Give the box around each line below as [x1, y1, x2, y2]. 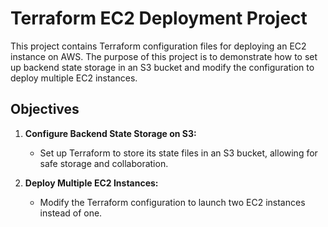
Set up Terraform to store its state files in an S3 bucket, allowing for [39, 147, 318, 159]
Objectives [10, 101, 80, 118]
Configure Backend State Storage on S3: [24, 127, 197, 139]
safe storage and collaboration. [39, 157, 169, 169]
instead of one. [39, 207, 103, 219]
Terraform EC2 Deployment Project [10, 7, 308, 30]
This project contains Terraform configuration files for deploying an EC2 [10, 40, 307, 52]
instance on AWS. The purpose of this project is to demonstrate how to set [10, 50, 318, 62]
